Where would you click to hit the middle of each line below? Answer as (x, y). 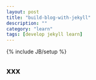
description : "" (27, 23)
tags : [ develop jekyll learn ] (45, 35)
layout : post (23, 12)
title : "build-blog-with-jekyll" (49, 18)
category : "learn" (29, 29)
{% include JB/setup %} (36, 52)
